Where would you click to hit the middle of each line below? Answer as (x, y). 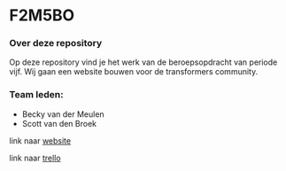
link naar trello (35, 158)
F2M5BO (42, 16)
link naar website (40, 140)
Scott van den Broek (59, 123)
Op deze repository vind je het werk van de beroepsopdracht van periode (143, 62)
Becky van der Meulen (63, 114)
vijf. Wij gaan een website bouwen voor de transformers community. (134, 72)
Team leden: (36, 95)
